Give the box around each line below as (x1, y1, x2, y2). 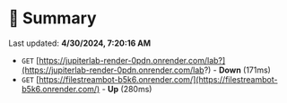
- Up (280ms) (101, 83, 152, 94)
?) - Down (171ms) (204, 64, 271, 75)
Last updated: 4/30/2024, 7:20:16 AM (8, 38, 152, 48)
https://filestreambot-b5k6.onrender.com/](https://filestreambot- (39, 73, 278, 84)
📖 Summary (8, 8, 97, 29)
